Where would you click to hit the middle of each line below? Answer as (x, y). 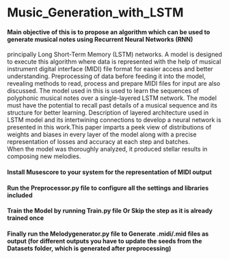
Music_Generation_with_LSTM (95, 13)
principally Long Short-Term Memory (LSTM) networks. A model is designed (114, 54)
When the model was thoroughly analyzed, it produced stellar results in (107, 149)
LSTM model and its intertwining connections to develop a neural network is (114, 120)
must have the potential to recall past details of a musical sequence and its (112, 106)
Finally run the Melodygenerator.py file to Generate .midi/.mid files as (108, 234)
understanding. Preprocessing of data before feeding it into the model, (107, 76)
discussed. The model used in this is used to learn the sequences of (103, 91)
